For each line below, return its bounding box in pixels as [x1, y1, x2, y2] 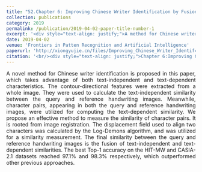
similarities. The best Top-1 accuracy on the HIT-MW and [34, 146, 176, 153]
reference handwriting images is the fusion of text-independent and [6, 140, 182, 147]
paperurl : [6, 48, 31, 54]
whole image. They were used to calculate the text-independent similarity [6, 89, 196, 96]
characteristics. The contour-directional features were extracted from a [6, 82, 196, 90]
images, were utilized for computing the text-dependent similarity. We [6, 108, 196, 115]
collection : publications [6, 14, 71, 20]
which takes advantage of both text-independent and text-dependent [6, 76, 196, 83]
